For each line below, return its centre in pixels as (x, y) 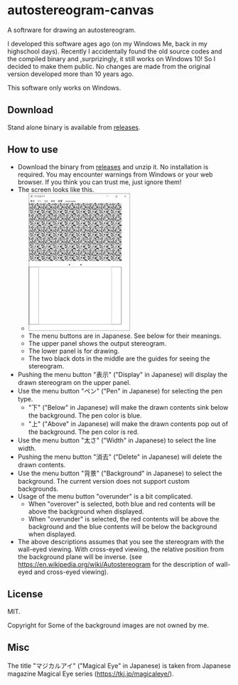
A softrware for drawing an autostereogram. (72, 30)
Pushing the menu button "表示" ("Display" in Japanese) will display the (123, 375)
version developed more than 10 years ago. (71, 74)
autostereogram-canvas (81, 10)
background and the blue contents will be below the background (123, 527)
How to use (33, 150)
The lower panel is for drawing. (74, 351)
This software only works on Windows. (64, 87)
